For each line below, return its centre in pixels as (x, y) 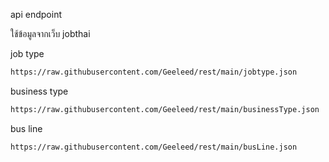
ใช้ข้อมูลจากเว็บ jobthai (50, 33)
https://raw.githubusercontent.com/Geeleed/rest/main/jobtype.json (154, 72)
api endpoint (36, 14)
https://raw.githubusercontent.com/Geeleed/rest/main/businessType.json (165, 109)
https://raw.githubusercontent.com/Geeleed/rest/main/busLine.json (154, 147)
